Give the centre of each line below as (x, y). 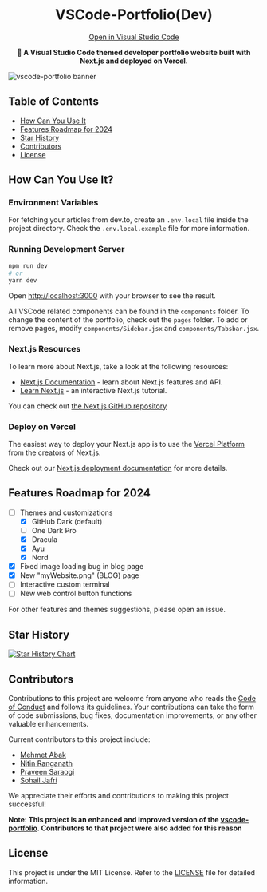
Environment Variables (53, 203)
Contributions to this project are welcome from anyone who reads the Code (132, 699)
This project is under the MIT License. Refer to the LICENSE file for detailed (132, 872)
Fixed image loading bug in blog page (82, 567)
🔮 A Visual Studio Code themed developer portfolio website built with (134, 52)
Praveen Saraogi (47, 772)
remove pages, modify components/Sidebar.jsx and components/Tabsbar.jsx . (134, 329)
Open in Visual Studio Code (134, 37)
